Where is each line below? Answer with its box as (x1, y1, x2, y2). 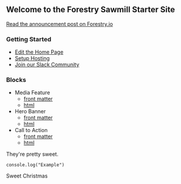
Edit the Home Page (14, 48, 64, 55)
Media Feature (14, 89, 50, 96)
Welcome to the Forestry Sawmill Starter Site (6, 5, 176, 15)
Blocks (6, 76, 27, 84)
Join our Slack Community (14, 61, 80, 68)
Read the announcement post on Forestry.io (6, 20, 114, 27)
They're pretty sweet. (6, 150, 59, 158)
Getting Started (6, 35, 51, 43)
